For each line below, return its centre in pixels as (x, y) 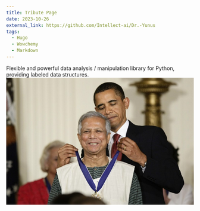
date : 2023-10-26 (28, 19)
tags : (13, 32)
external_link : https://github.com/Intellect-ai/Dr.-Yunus (81, 25)
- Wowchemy (25, 44)
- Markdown (25, 51)
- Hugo (20, 38)
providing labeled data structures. (48, 74)
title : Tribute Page (32, 13)
